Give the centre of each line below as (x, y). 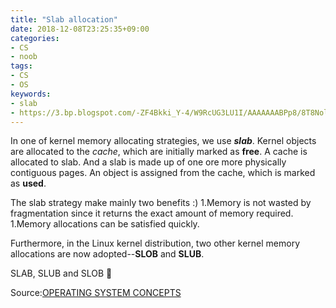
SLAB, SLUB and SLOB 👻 (61, 273)
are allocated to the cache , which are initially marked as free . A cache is (159, 152)
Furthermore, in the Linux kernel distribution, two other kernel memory (155, 243)
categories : (35, 38)
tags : (21, 66)
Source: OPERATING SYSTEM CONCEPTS (96, 293)
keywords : (31, 94)
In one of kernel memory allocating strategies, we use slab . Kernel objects (163, 141)
